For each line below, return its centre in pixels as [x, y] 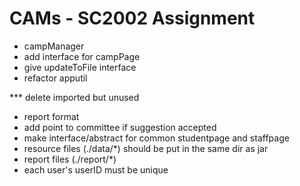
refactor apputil [55, 78]
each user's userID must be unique [96, 169]
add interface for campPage [82, 56]
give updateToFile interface [80, 67]
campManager [54, 46]
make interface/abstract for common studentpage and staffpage [156, 138]
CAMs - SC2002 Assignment [132, 18]
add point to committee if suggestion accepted [120, 127]
